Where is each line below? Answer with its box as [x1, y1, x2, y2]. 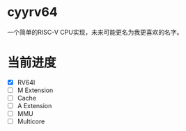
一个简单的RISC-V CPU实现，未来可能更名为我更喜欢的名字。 [7, 28, 183, 36]
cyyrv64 [7, 4, 58, 20]
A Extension [17, 102, 52, 110]
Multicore [17, 117, 45, 125]
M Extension [17, 86, 54, 94]
